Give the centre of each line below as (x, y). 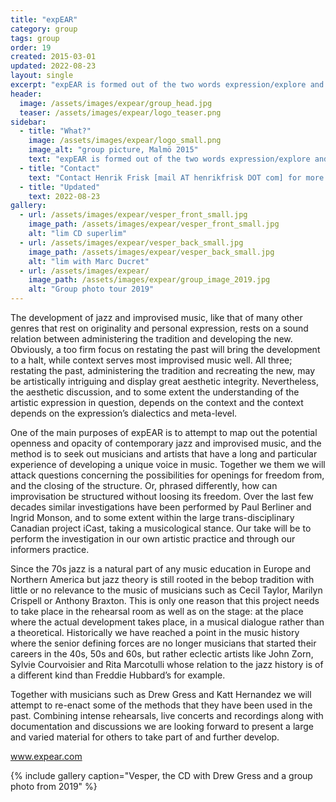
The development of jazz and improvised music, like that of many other (156, 317)
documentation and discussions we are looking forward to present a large (162, 726)
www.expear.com (46, 756)
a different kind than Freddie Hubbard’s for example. (118, 675)
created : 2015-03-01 (53, 57)
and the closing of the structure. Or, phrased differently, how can (144, 485)
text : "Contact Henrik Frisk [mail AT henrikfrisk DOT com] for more (176, 177)
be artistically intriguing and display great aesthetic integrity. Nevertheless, (164, 381)
